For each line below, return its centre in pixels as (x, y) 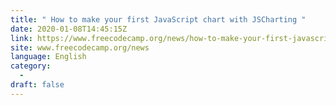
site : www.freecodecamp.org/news (80, 47)
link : (21, 38)
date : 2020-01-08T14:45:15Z (69, 29)
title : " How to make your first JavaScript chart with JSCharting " (158, 19)
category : (31, 66)
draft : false (37, 85)
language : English (48, 57)
